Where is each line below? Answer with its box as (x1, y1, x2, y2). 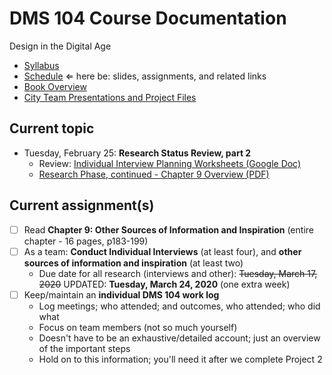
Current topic (9, 120, 95, 137)
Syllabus (23, 59, 60, 71)
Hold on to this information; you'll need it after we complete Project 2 (38, 353, 323, 365)
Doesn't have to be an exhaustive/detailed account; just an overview (38, 332, 321, 344)
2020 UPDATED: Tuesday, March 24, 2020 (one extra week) (38, 278, 291, 290)
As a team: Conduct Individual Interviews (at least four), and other (23, 245, 302, 257)
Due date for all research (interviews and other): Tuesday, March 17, (38, 267, 318, 279)
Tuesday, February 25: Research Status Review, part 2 (23, 147, 252, 159)
